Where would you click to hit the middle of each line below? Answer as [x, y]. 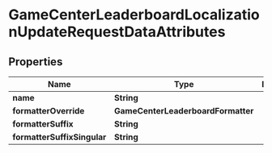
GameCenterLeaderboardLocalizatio [134, 15]
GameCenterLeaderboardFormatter [184, 111]
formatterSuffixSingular [59, 137]
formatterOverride [49, 111]
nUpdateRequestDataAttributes [117, 32]
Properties [36, 62]
